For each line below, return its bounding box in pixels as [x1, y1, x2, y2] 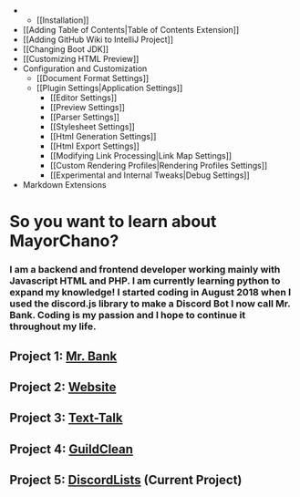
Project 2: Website [9, 379, 117, 395]
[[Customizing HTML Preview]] [22, 54, 140, 64]
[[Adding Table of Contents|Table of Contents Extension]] [22, 25, 240, 35]
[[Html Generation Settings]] [49, 131, 157, 141]
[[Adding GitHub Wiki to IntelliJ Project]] [22, 34, 174, 45]
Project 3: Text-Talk [9, 410, 123, 426]
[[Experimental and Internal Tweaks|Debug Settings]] [49, 170, 251, 181]
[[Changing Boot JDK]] [22, 44, 109, 55]
